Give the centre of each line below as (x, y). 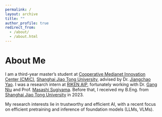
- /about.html (24, 37)
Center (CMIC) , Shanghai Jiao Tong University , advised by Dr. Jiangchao (78, 79)
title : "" (15, 18)
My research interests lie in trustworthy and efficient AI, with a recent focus (81, 104)
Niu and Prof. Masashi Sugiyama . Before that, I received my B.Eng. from (77, 89)
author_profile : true (27, 23)
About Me (25, 61)
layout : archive (21, 14)
